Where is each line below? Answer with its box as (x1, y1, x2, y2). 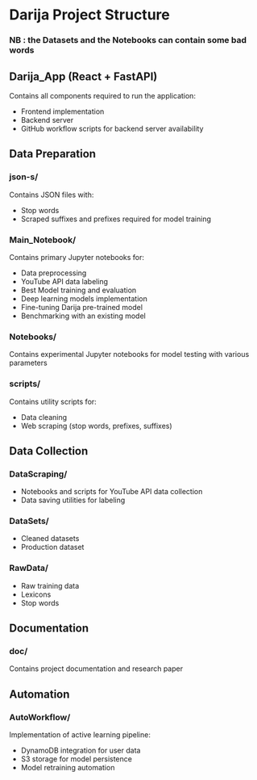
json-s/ (9, 171, 39, 182)
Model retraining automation (20, 763, 115, 773)
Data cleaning (20, 412, 68, 421)
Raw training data (20, 581, 80, 590)
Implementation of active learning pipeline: (9, 730, 151, 740)
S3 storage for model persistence (20, 754, 132, 764)
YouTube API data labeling (20, 276, 108, 286)
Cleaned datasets (20, 534, 80, 543)
